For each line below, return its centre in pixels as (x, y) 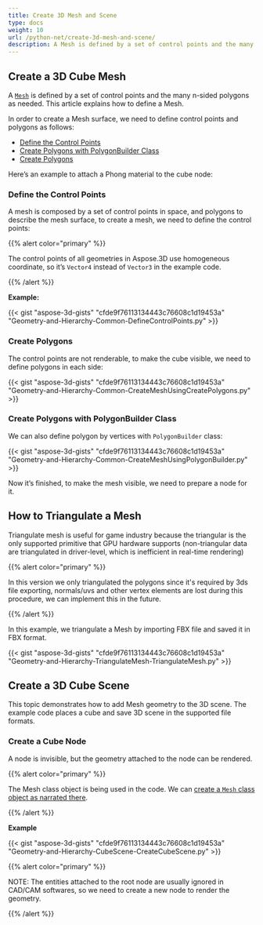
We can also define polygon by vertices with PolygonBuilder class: (115, 435)
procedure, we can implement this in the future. (85, 599)
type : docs (26, 23)
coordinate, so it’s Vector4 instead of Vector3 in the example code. (115, 267)
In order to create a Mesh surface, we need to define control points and (123, 118)
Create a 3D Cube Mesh (67, 76)
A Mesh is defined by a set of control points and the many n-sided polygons (129, 95)
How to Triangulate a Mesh (75, 516)
